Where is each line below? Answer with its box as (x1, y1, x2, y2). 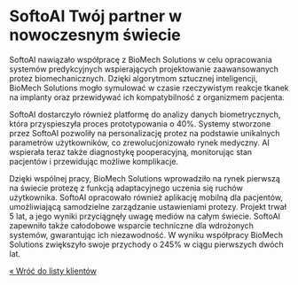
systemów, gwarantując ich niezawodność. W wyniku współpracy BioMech (9, 229, 284, 240)
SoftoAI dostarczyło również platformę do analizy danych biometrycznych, (9, 109, 281, 119)
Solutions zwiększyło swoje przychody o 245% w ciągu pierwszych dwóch (9, 239, 284, 250)
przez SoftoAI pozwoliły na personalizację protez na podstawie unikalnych (9, 127, 281, 138)
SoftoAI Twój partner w (9, 6, 183, 27)
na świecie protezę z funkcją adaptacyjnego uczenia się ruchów (9, 182, 244, 193)
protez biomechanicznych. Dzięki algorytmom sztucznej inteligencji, (9, 73, 258, 83)
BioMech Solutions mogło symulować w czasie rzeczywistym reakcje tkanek (9, 82, 289, 93)
